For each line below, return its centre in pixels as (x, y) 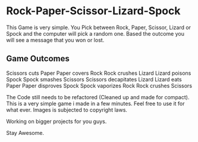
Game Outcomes (38, 59)
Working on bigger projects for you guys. (56, 121)
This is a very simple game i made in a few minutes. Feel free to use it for (96, 103)
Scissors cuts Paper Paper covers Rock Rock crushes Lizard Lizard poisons (99, 73)
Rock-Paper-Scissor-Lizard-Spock (93, 11)
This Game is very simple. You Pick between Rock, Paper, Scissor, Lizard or (99, 27)
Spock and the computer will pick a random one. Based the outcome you (95, 33)
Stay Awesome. (25, 132)
